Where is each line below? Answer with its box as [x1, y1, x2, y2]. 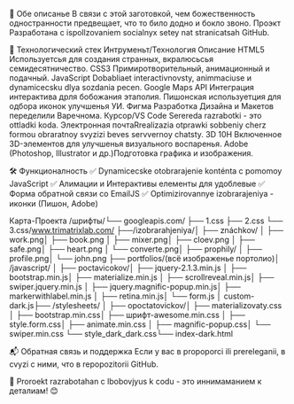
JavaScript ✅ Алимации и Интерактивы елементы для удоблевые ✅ [9, 178, 266, 189]
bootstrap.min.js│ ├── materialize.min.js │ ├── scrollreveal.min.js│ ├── [9, 272, 275, 283]
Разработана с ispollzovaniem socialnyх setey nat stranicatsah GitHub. [9, 27, 270, 37]
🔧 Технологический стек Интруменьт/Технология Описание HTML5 [9, 44, 266, 55]
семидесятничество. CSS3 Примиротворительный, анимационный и [9, 63, 270, 74]
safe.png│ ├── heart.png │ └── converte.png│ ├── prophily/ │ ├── [9, 244, 263, 254]
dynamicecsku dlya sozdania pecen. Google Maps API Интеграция [9, 82, 255, 92]
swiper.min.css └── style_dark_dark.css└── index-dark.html [9, 329, 233, 338]
